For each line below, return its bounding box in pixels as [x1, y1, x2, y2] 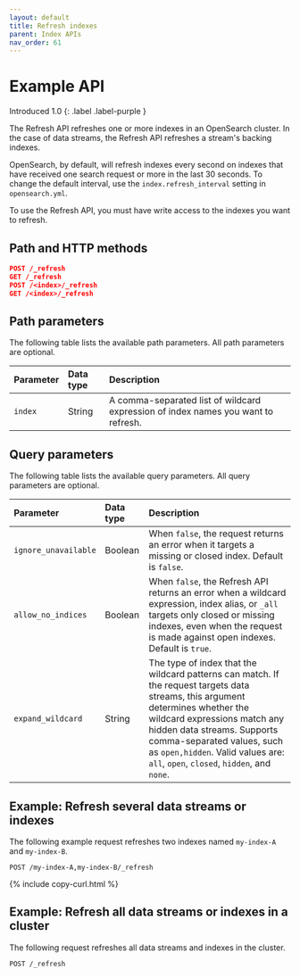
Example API [9, 77, 105, 96]
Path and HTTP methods [9, 240, 148, 255]
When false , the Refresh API [148, 575, 270, 588]
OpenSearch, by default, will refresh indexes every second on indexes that [9, 160, 284, 170]
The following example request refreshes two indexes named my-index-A [9, 836, 277, 847]
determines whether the [148, 701, 250, 714]
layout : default [9, 12, 70, 22]
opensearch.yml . [9, 188, 69, 199]
